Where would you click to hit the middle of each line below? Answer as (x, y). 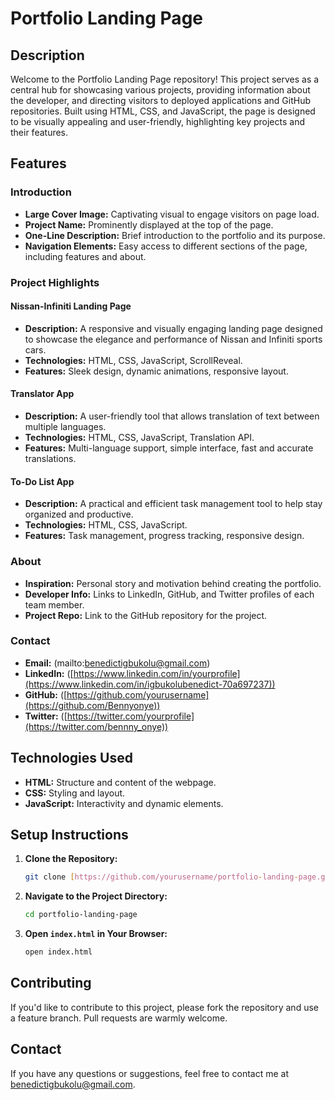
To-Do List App (42, 481)
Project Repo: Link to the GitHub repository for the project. (146, 615)
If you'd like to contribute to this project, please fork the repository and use (164, 1007)
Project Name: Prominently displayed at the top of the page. (149, 224)
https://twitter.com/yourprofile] (130, 716)
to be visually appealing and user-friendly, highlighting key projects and (157, 121)
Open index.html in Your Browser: (96, 934)
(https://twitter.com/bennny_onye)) (96, 726)
